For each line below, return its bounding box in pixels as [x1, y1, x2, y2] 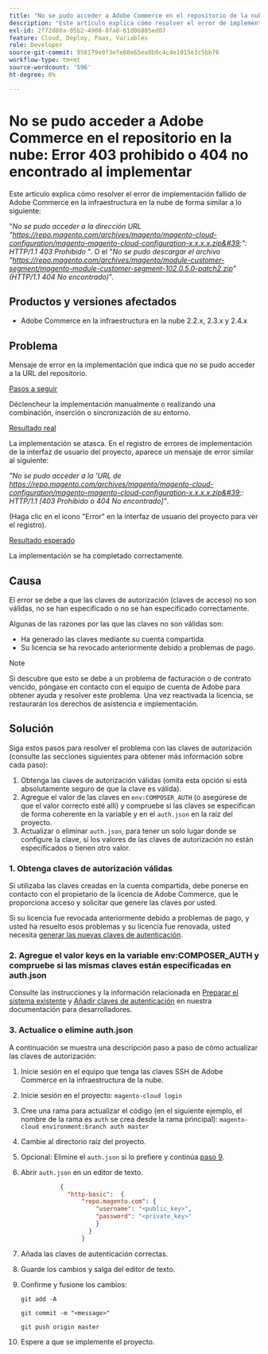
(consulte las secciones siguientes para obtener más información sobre [9, 751, 243, 761]
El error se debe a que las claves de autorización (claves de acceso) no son [9, 596, 257, 604]
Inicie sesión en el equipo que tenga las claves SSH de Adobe [20, 1066, 223, 1076]
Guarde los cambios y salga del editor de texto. [20, 1264, 176, 1274]
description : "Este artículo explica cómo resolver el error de [9, 19, 227, 27]
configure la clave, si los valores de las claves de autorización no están [20, 834, 254, 844]
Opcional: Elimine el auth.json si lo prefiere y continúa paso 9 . [20, 1152, 225, 1162]
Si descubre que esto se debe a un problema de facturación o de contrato [9, 673, 251, 683]
